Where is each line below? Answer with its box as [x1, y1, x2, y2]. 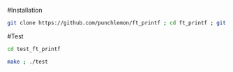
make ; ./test [7, 58, 49, 65]
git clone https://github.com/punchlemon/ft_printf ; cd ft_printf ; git [7, 20, 227, 27]
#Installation [7, 6, 43, 14]
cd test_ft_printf [7, 45, 61, 52]
